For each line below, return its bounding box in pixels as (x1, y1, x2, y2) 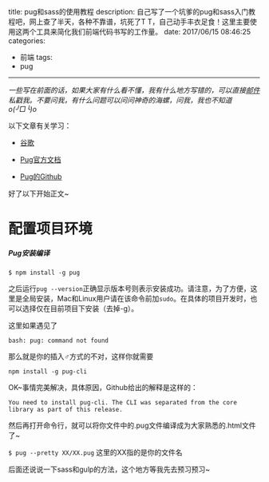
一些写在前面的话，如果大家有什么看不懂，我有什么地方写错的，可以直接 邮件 (8, 86, 260, 94)
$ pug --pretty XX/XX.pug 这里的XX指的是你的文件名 (8, 448, 183, 457)
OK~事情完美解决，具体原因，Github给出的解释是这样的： (8, 383, 198, 392)
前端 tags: (19, 53, 53, 62)
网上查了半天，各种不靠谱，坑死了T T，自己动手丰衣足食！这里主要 (29, 17, 251, 26)
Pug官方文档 (19, 155, 61, 164)
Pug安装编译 (8, 248, 50, 257)
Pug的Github (19, 172, 62, 181)
